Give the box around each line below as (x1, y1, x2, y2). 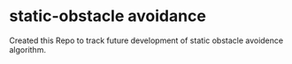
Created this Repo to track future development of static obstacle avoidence (9, 35, 284, 46)
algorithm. (9, 44, 47, 54)
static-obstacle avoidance (9, 6, 206, 26)
